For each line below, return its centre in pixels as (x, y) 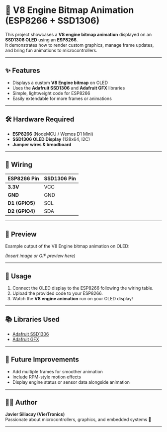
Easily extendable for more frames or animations (62, 98)
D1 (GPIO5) (22, 203)
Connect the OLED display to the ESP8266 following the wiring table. (83, 288)
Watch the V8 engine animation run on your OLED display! (73, 299)
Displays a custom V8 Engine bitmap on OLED (60, 83)
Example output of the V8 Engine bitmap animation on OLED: (67, 246)
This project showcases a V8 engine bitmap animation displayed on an (79, 34)
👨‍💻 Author (21, 402)
